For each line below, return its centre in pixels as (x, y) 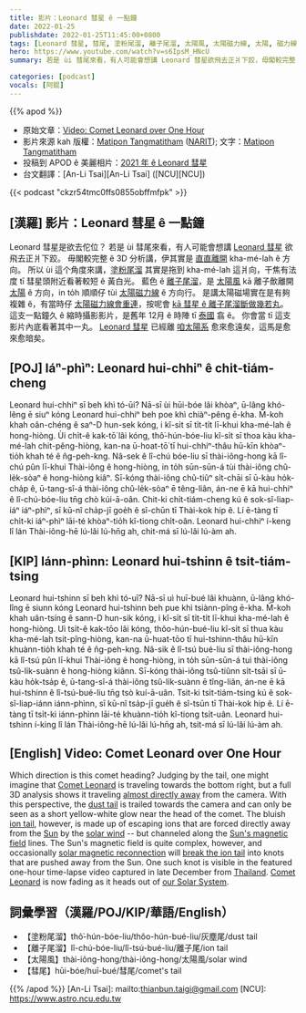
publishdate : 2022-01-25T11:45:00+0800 (85, 35)
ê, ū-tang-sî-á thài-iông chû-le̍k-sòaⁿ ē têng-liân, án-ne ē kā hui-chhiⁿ (162, 489)
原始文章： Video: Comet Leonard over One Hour (113, 129)
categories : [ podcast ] (52, 77)
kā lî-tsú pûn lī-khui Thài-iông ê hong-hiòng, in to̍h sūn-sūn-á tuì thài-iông (149, 660)
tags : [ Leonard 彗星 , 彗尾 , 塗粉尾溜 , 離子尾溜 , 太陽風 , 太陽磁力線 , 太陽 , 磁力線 (153, 43)
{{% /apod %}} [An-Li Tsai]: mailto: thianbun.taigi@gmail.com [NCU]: (138, 988)
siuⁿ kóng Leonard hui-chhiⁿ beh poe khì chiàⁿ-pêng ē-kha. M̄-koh (159, 415)
